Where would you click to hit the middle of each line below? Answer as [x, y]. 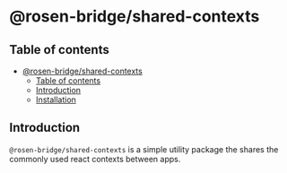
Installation [56, 99]
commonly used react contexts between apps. [95, 159]
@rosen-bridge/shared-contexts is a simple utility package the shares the [144, 149]
